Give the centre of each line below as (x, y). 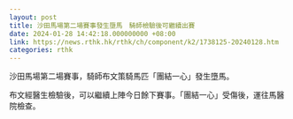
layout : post (33, 17)
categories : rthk (41, 50)
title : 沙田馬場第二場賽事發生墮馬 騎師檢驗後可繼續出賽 (102, 26)
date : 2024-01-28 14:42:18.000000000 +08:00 (93, 33)
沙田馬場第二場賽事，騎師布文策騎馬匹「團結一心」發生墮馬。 (122, 77)
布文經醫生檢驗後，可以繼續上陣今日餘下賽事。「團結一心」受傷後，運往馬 (143, 95)
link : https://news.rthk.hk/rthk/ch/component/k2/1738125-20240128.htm (144, 42)
